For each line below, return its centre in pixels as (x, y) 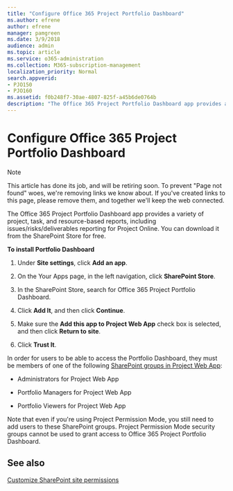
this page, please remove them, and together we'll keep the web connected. (116, 200)
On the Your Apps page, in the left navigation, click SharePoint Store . (116, 276)
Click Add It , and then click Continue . (71, 310)
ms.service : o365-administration (55, 59)
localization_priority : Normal (52, 71)
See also (26, 463)
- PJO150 (20, 85)
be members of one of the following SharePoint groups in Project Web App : (115, 365)
